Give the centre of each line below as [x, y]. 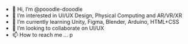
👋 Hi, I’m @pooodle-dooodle [47, 9]
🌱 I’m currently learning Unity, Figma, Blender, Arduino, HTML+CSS [96, 22]
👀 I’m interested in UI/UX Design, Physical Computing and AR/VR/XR [97, 15]
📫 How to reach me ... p [42, 35]
